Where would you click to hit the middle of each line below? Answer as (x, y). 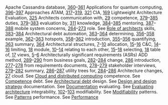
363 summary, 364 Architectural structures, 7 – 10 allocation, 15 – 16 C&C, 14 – (83, 44)
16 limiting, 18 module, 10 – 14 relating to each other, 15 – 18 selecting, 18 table (83, 50)
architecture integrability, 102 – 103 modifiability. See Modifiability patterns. (81, 92)
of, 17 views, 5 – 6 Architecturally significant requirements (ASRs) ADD (76, 55)
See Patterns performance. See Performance (52, 97)
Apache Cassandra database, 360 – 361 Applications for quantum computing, (84, 7)
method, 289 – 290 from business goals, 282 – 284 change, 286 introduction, (83, 60)
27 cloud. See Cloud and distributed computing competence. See (73, 76)
